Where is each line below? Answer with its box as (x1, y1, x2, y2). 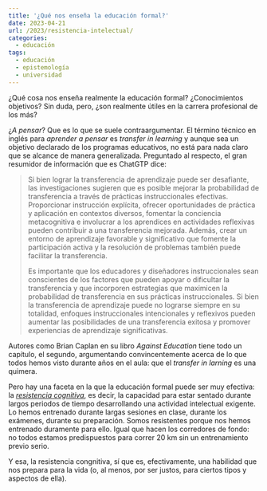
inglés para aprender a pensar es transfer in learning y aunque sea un (8, 133, 239, 143)
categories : (8, 33, 48, 42)
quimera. (8, 366, 37, 375)
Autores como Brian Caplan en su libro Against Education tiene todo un (8, 340, 242, 351)
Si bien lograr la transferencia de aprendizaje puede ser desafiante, (27, 175, 249, 184)
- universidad (15, 71, 62, 79)
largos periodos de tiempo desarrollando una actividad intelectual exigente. (8, 399, 257, 408)
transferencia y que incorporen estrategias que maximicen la (27, 283, 228, 293)
